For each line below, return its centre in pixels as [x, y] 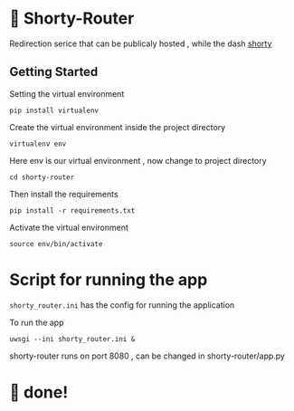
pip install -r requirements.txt [72, 210]
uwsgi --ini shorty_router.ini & [72, 339]
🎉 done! [39, 392]
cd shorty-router [42, 177]
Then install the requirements [64, 194]
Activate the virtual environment [69, 227]
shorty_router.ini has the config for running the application [122, 305]
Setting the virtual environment [67, 93]
